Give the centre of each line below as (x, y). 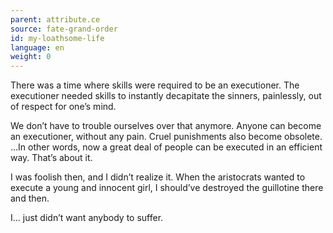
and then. (30, 198)
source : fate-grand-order (64, 29)
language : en (37, 47)
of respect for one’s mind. (63, 107)
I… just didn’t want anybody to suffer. (87, 218)
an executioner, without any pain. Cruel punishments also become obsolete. (166, 137)
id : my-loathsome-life (57, 38)
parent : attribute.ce (55, 19)
